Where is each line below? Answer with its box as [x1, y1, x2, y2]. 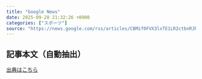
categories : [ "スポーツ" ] [6, 20, 67, 26]
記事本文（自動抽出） [6, 49, 85, 59]
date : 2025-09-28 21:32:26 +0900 [6, 14, 90, 20]
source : [6, 25, 26, 32]
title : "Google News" [6, 8, 61, 15]
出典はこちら [6, 66, 38, 74]
